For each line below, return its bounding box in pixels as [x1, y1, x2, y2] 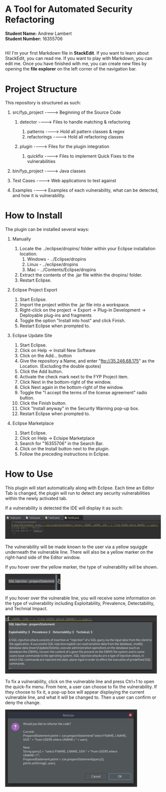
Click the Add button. [19, 368, 63, 374]
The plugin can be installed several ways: [5, 226, 89, 232]
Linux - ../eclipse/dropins [27, 262, 79, 268]
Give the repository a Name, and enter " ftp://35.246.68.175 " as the [19, 358, 155, 364]
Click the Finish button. [19, 400, 67, 406]
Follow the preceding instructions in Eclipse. [19, 451, 110, 457]
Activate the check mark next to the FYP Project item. [19, 374, 129, 380]
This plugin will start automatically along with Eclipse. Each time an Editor [5, 485, 155, 491]
